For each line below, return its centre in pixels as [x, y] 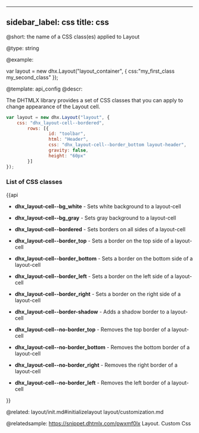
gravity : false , [68, 151]
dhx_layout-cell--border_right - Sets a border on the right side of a [98, 294]
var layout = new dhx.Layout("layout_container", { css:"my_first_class [90, 71]
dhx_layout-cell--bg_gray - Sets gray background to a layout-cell [95, 218]
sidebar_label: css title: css [58, 22]
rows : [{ [38, 128]
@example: [20, 59]
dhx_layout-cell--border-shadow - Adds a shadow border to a [92, 312]
